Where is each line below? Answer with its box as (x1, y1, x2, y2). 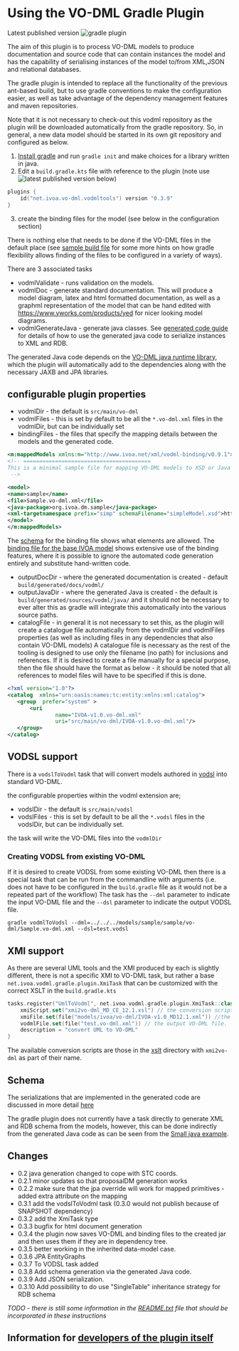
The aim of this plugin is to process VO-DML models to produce (7, 42, 194, 51)
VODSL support (7, 751, 78, 763)
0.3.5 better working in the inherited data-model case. (17, 1244, 176, 1253)
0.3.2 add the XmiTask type (17, 1214, 99, 1223)
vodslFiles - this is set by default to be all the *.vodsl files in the (17, 812, 205, 821)
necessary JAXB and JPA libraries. (7, 368, 109, 376)
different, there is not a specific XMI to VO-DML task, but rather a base (7, 971, 215, 980)
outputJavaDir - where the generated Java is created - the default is (17, 588, 218, 596)
